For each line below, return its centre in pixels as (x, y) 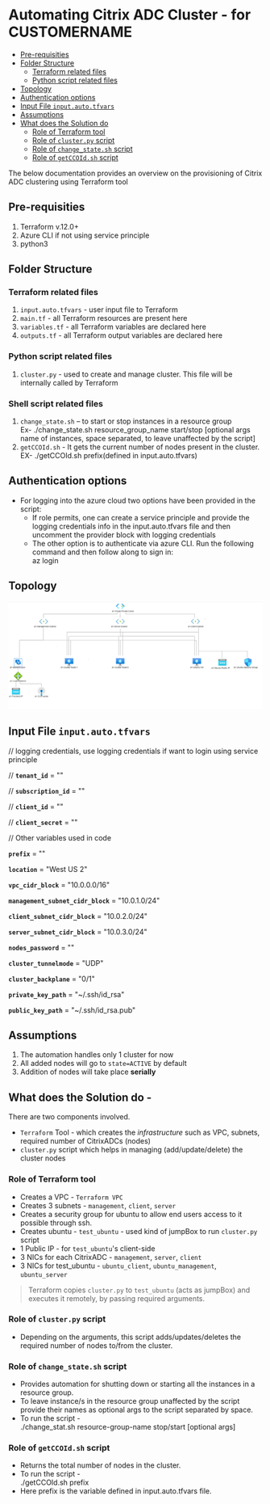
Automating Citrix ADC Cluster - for (130, 15)
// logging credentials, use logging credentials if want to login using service (133, 751)
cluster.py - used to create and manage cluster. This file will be (126, 374)
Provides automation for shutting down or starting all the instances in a (137, 1384)
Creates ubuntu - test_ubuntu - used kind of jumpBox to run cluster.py (139, 1231)
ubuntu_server (44, 1274)
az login (45, 560)
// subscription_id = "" (47, 790)
